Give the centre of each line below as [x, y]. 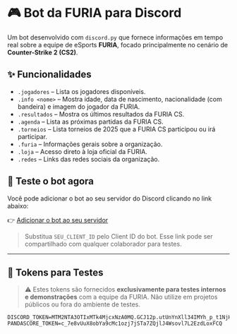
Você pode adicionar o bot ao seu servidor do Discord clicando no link [110, 198]
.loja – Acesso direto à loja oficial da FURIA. [83, 151]
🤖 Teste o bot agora [50, 181]
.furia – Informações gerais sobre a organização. [90, 144]
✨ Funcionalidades [49, 74]
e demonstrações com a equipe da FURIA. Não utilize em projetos [121, 297]
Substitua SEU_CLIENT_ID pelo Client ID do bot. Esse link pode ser [119, 236]
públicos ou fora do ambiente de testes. [83, 304]
